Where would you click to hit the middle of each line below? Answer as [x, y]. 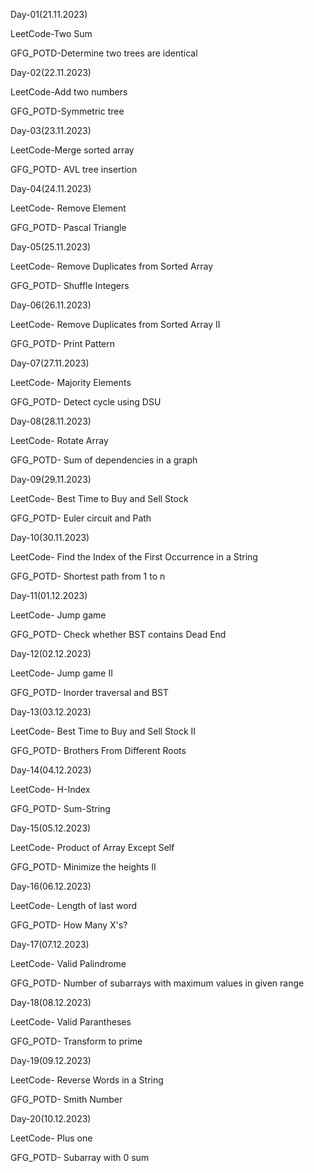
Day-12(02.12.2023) [51, 653]
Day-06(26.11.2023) [51, 305]
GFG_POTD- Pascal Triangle [68, 227]
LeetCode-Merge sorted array [72, 150]
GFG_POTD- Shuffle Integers [70, 285]
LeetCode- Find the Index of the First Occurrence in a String [134, 557]
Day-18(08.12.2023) [51, 1002]
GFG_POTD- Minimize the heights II [83, 867]
